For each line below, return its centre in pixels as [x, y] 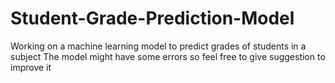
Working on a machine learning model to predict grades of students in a [158, 46]
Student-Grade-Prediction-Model [152, 18]
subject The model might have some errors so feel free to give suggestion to [168, 56]
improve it [31, 67]
